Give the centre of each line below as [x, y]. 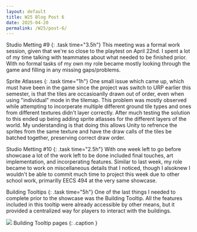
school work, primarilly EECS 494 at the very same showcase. [82, 181]
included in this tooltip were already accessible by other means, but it [91, 205]
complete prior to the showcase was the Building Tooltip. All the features [94, 198]
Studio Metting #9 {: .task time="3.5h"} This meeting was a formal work [93, 45]
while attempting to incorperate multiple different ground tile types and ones [99, 106]
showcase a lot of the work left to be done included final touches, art [90, 156]
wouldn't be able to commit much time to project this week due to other [93, 174]
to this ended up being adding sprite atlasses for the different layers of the [96, 119]
